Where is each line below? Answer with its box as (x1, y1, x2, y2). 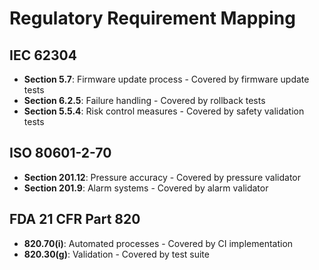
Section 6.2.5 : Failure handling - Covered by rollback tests (23, 95, 266, 106)
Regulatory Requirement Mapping (9, 7, 296, 30)
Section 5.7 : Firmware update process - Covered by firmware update (23, 73, 310, 85)
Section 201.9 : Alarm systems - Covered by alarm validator (23, 182, 269, 194)
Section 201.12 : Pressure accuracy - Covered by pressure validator (23, 171, 301, 183)
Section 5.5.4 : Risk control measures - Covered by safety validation (23, 105, 305, 117)
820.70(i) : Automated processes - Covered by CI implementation (23, 237, 294, 249)
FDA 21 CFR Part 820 (9, 211, 141, 228)
